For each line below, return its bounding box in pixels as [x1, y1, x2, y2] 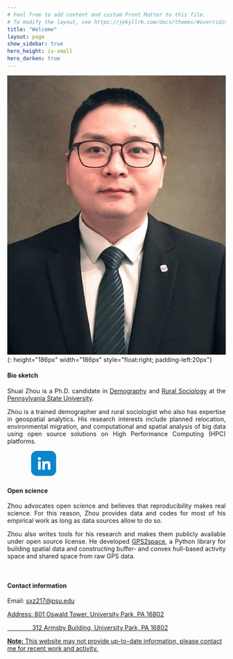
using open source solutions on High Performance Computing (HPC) [7, 430, 226, 438]
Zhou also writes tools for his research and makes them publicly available [7, 530, 226, 538]
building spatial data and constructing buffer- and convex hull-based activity [7, 545, 226, 553]
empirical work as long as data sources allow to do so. [7, 517, 163, 525]
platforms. [7, 437, 37, 445]
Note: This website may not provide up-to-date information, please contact [7, 637, 223, 645]
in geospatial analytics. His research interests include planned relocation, [7, 415, 226, 423]
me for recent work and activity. [7, 644, 98, 653]
